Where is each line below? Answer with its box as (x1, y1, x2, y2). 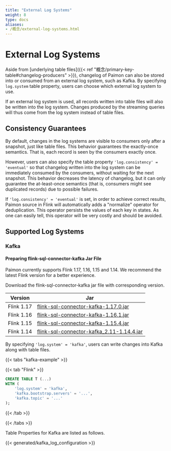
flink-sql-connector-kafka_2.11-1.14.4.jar (37, 328, 143, 335)
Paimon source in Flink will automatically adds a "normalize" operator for (5, 201, 159, 208)
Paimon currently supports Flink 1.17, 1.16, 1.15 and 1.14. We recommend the (5, 267, 162, 273)
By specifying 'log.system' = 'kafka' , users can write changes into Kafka (5, 341, 163, 347)
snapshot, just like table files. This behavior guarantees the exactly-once (5, 143, 159, 149)
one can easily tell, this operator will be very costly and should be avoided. (5, 212, 163, 218)
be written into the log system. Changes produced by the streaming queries (5, 104, 165, 110)
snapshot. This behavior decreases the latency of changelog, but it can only (5, 175, 166, 181)
